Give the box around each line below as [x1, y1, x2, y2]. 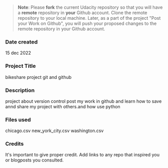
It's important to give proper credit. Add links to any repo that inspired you [5, 152, 160, 158]
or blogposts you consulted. [5, 157, 64, 163]
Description [5, 87, 35, 94]
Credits [5, 140, 24, 147]
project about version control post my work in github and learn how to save [5, 98, 162, 104]
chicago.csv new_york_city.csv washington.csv [5, 128, 104, 134]
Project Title [5, 63, 36, 70]
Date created [5, 38, 38, 45]
